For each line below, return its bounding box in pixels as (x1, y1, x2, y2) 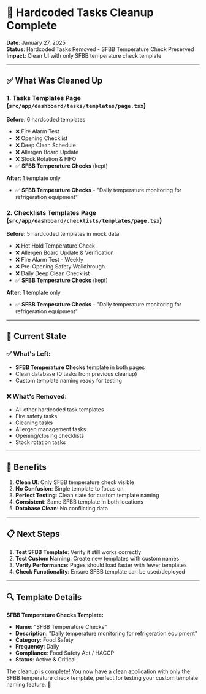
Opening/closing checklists (15, 432, 85, 439)
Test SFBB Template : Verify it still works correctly (15, 548, 142, 555)
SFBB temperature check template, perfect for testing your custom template (6, 674, 198, 682)
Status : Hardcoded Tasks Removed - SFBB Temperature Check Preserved (6, 45, 194, 53)
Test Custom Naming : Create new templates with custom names (15, 555, 180, 562)
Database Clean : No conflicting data (15, 504, 109, 512)
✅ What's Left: (6, 349, 51, 358)
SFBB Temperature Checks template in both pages (15, 364, 145, 371)
